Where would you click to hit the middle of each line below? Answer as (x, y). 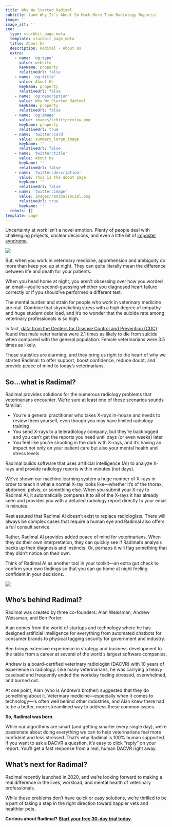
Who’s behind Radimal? (44, 600)
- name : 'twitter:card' (40, 134)
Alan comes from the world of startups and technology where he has (78, 628)
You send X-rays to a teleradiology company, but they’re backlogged (85, 431)
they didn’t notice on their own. (38, 553)
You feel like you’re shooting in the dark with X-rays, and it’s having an (87, 443)
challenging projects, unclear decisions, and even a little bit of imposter (81, 236)
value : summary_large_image (49, 139)
